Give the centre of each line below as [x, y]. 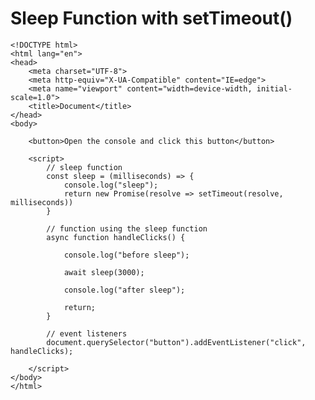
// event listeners [87, 333]
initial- [274, 88]
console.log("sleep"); [111, 185]
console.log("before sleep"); [126, 255]
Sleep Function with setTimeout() [151, 18]
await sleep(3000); [104, 272]
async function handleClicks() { [116, 237]
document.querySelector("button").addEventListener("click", [176, 342]
